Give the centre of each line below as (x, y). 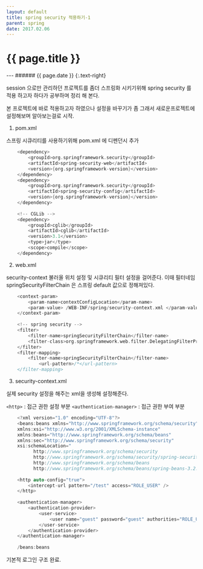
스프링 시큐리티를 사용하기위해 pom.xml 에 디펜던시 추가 (72, 140)
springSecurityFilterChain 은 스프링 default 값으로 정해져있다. (81, 284)
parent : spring (25, 23)
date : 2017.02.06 (28, 29)
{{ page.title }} (43, 59)
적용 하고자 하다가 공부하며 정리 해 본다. (53, 96)
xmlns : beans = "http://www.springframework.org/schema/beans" (94, 435)
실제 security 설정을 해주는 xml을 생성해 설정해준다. (67, 393)
